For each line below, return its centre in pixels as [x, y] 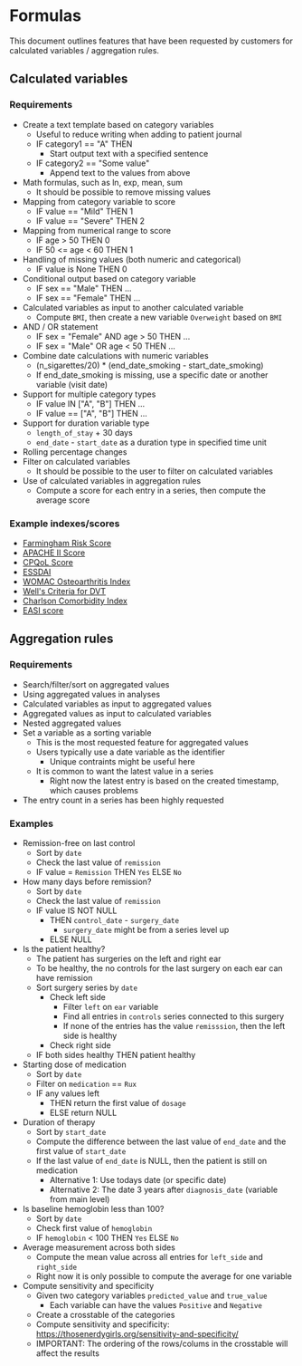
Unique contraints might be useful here [123, 761]
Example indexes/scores [65, 524]
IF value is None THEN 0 [82, 269]
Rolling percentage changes [75, 452]
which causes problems [94, 790]
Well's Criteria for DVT [64, 591]
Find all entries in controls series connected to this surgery [174, 1016]
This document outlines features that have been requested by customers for [151, 41]
